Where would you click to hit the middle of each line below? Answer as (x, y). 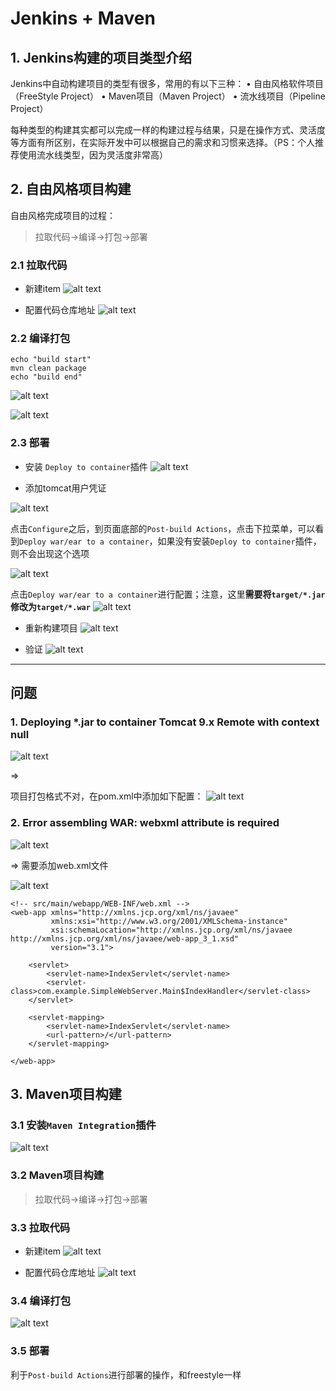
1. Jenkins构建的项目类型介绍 (101, 57)
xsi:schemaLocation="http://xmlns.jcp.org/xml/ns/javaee (171, 930)
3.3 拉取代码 (40, 1227)
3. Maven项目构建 (66, 1094)
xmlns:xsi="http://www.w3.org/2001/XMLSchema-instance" (169, 921)
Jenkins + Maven (83, 18)
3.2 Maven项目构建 (57, 1175)
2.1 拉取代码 (39, 265)
